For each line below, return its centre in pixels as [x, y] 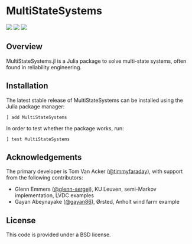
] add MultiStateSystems [37, 117]
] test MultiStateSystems [38, 139]
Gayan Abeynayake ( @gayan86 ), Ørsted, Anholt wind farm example [97, 202]
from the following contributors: [45, 178]
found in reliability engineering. [44, 67]
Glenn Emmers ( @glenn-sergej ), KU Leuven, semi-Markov [85, 189]
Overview [25, 46]
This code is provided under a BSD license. [58, 235]
